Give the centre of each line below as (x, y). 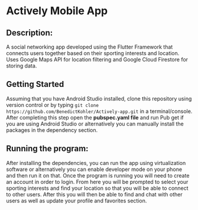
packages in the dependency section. (52, 130)
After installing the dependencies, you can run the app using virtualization (96, 163)
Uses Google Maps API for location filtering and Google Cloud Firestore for (97, 59)
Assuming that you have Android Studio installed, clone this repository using (99, 98)
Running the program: (47, 149)
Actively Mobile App (57, 11)
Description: (30, 33)
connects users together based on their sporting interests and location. (93, 53)
